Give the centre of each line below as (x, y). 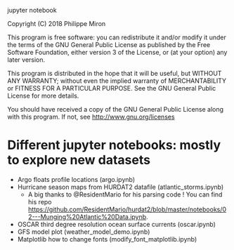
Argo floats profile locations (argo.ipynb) (76, 179)
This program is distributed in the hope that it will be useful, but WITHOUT (115, 73)
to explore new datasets (79, 160)
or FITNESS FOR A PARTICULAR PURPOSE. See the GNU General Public (112, 88)
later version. (26, 60)
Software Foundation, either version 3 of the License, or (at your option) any (117, 52)
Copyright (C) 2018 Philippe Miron (57, 24)
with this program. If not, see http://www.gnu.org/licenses (91, 117)
